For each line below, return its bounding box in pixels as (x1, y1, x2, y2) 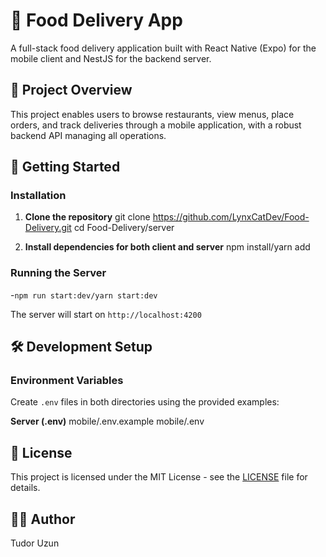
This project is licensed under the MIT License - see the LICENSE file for (10, 471, 308, 483)
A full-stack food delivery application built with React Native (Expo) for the (10, 42, 317, 54)
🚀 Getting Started (10, 159, 121, 176)
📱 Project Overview (10, 82, 133, 99)
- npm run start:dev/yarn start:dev (10, 289, 158, 301)
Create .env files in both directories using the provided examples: (10, 396, 280, 408)
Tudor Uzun (10, 537, 60, 549)
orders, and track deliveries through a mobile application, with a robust (10, 119, 302, 131)
